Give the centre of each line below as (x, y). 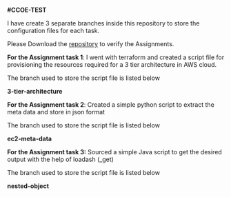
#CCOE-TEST (27, 10)
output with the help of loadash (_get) (60, 159)
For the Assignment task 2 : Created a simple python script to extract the (111, 105)
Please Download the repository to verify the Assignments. (91, 44)
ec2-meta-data (30, 138)
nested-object (28, 186)
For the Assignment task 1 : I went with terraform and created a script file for (116, 57)
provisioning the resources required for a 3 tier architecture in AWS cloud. (112, 64)
